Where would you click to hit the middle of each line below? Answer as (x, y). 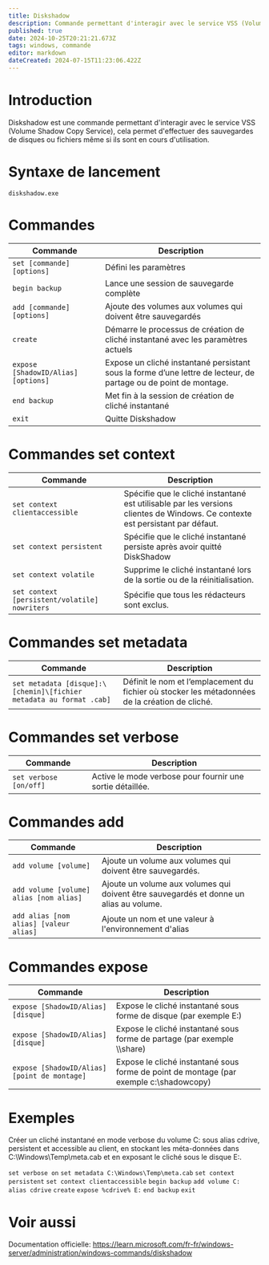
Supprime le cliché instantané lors (188, 569)
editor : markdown (37, 53)
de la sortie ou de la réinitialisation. (189, 580)
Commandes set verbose (94, 737)
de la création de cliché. (168, 702)
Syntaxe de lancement (84, 172)
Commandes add (66, 822)
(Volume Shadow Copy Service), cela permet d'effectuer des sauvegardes (131, 131)
